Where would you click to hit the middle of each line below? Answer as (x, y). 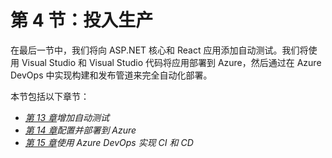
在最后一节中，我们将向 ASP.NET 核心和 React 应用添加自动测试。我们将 (159, 50)
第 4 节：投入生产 (82, 20)
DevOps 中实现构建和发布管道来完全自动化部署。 (111, 75)
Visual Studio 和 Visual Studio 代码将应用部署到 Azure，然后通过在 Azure (171, 62)
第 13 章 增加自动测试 (67, 117)
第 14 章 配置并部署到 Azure (80, 130)
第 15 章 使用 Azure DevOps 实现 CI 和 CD (109, 142)
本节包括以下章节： (50, 96)
